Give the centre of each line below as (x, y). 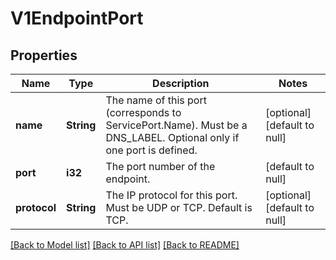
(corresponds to (143, 112)
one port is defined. (151, 150)
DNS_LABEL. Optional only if (172, 137)
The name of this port (156, 100)
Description (181, 83)
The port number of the (160, 166)
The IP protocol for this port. (171, 195)
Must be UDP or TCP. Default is (179, 207)
